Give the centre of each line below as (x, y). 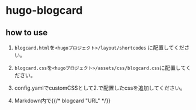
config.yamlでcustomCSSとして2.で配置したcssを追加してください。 (100, 88)
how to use (27, 33)
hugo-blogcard (44, 10)
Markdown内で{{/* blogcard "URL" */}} (63, 100)
